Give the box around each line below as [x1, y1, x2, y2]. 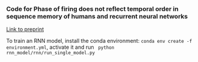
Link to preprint [6, 26, 44, 33]
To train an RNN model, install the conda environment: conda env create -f [6, 38, 193, 45]
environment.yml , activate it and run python [6, 44, 115, 51]
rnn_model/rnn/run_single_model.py [6, 50, 95, 56]
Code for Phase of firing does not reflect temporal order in [6, 5, 179, 13]
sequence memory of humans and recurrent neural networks [6, 12, 188, 20]
